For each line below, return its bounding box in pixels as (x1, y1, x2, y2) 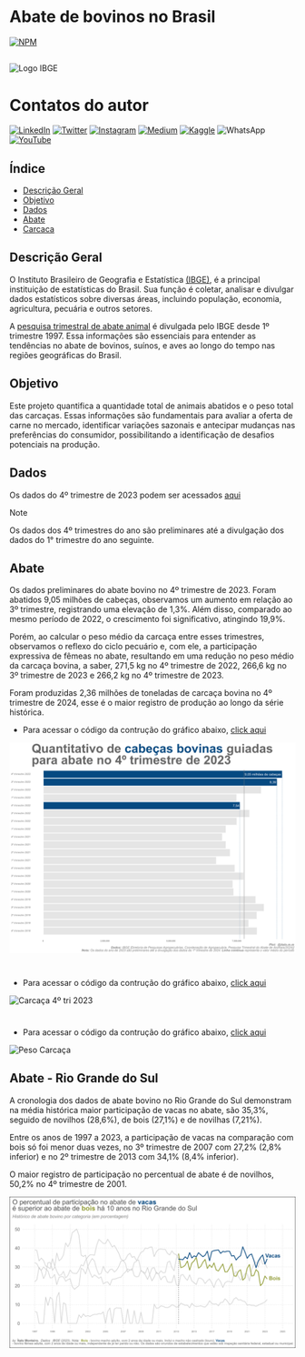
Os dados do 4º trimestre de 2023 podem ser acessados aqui (9, 489, 241, 500)
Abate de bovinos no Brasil (9, 6, 216, 27)
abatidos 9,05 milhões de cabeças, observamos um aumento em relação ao (9, 594, 293, 606)
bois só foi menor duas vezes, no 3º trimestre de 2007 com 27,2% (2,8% (9, 1141, 282, 1152)
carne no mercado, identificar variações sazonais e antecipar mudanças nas (9, 419, 296, 430)
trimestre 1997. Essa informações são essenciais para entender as (9, 330, 257, 341)
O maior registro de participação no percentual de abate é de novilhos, (9, 1169, 274, 1180)
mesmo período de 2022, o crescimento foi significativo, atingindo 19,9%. (9, 614, 286, 625)
